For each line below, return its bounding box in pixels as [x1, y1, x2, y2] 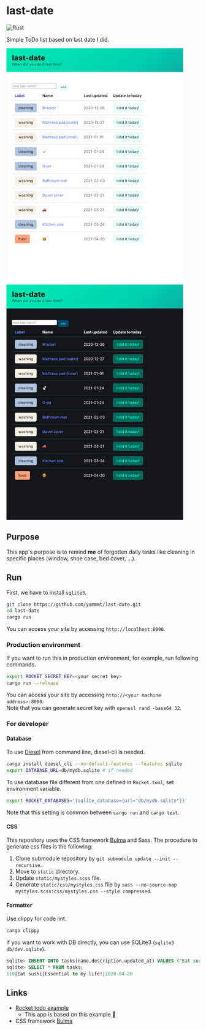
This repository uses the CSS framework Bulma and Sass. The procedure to [6, 836, 198, 844]
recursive [15, 863, 41, 869]
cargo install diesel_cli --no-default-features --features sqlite [6, 761, 183, 767]
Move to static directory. [15, 868, 80, 876]
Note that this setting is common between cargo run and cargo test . [6, 809, 180, 816]
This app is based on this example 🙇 [24, 1010, 116, 1018]
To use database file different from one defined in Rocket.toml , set [6, 779, 174, 786]
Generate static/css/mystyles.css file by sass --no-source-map [15, 881, 177, 888]
